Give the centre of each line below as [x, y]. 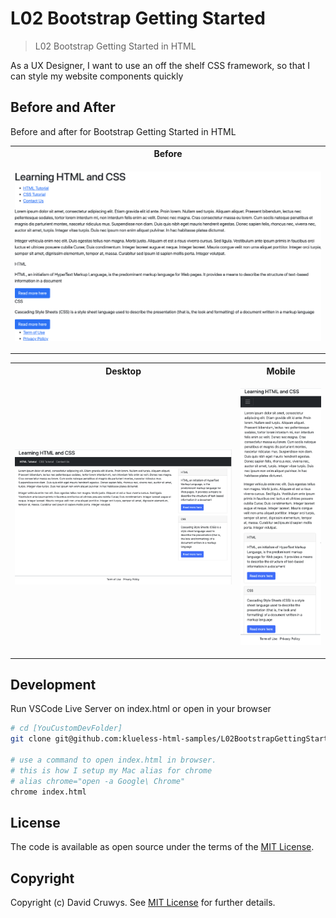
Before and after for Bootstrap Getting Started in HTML [123, 131]
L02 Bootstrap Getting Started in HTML [115, 46]
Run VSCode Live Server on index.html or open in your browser [141, 709]
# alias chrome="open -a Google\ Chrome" [98, 781]
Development [53, 684]
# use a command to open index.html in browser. [113, 760]
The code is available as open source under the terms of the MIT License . [162, 847]
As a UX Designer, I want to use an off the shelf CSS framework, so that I [160, 65]
